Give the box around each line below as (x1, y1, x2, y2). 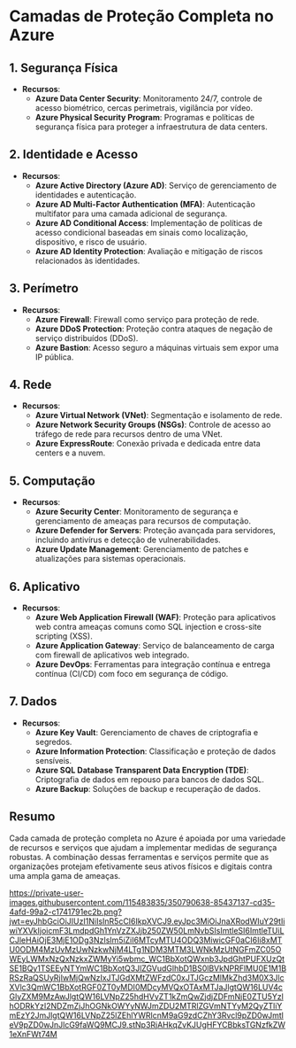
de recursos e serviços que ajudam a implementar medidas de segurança (9, 842, 277, 852)
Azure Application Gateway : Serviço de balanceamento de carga (34, 640, 276, 651)
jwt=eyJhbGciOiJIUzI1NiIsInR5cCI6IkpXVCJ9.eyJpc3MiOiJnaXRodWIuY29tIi (9, 915, 285, 927)
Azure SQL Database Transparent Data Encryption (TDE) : (34, 765, 249, 775)
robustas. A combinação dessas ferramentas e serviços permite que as (9, 851, 269, 862)
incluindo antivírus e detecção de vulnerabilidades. (34, 534, 221, 546)
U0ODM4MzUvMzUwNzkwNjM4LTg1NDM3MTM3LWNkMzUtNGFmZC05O (9, 943, 282, 954)
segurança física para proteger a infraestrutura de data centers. (34, 121, 268, 132)
